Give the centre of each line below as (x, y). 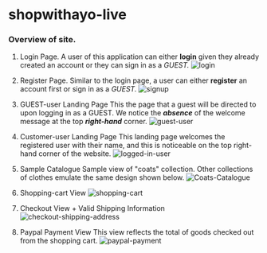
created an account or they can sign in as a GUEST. (104, 65)
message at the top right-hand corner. (83, 122)
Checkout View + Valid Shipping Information (92, 208)
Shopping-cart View (53, 193)
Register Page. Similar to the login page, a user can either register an (133, 80)
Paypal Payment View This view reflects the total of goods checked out (137, 232)
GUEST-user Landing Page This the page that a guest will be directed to (138, 104)
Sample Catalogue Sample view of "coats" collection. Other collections (136, 169)
